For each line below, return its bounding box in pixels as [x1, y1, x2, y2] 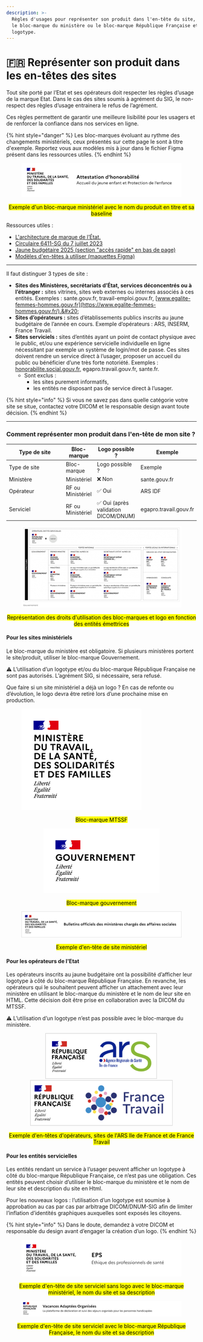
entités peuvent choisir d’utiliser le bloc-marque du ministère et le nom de [6, 1179, 190, 1186]
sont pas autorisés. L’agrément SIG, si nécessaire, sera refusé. [6, 672, 162, 679]
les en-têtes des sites [6, 69, 117, 83]
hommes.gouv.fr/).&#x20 [14, 307, 78, 315]
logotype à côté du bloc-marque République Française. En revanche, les [6, 977, 186, 984]
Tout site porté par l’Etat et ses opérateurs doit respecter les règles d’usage [6, 89, 195, 96]
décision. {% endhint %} [6, 409, 68, 416]
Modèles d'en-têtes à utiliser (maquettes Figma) [14, 252, 135, 260]
